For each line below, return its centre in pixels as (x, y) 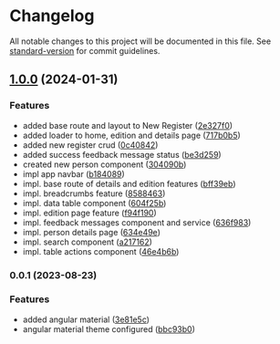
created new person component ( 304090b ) (104, 164)
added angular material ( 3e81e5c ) (86, 319)
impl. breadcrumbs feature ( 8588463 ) (94, 193)
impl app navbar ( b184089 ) (73, 173)
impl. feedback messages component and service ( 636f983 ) (137, 222)
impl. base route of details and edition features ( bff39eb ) (129, 183)
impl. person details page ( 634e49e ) (92, 232)
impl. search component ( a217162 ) (88, 242)
